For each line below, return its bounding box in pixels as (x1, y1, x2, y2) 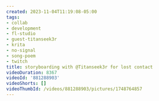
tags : (6, 14, 20, 20)
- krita (6, 42, 26, 48)
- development (6, 25, 42, 31)
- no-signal (6, 48, 36, 53)
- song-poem (6, 53, 36, 59)
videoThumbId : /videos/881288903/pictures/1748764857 (6, 86, 143, 92)
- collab (6, 20, 28, 26)
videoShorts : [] (6, 81, 46, 87)
